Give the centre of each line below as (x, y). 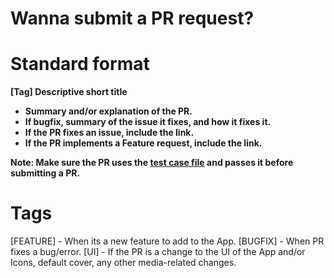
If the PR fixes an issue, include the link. (109, 133)
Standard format (80, 64)
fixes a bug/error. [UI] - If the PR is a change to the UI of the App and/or (158, 252)
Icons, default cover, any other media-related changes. (123, 263)
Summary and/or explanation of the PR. (108, 111)
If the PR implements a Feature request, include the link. (143, 143)
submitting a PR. (45, 173)
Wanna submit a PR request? (132, 18)
